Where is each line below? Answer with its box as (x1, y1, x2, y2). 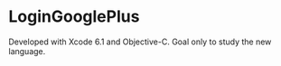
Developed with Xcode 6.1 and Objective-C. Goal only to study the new (8, 36, 272, 47)
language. (8, 45, 46, 56)
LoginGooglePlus (8, 6, 140, 27)
